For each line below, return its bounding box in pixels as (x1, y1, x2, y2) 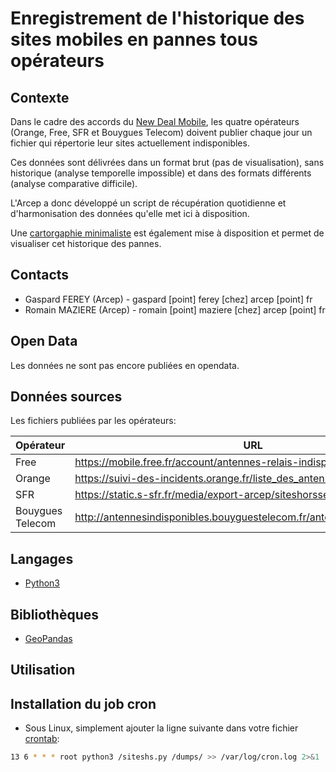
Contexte (10, 89, 70, 106)
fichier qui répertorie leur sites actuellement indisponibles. (10, 137, 250, 149)
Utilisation (10, 662, 76, 679)
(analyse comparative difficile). (10, 178, 138, 189)
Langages (10, 550, 74, 567)
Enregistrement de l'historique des (10, 7, 305, 30)
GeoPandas (24, 633, 73, 645)
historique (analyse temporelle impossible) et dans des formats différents (10, 167, 312, 179)
